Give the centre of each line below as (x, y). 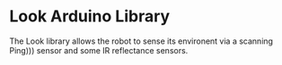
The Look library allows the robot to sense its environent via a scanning (141, 41)
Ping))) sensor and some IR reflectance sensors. (99, 50)
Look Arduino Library (90, 16)
